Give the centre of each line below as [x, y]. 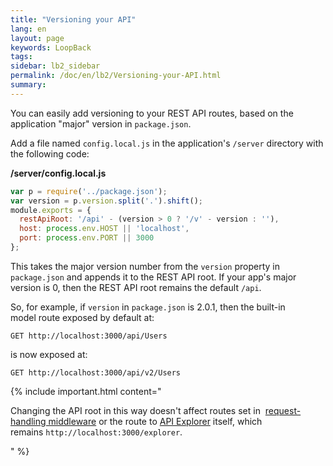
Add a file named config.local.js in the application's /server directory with [167, 143]
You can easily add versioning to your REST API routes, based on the [152, 113]
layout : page [37, 38]
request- [283, 410]
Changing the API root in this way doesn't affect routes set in [135, 410]
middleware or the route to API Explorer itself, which [155, 421]
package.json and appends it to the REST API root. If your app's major [153, 277]
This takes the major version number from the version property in [145, 266]
